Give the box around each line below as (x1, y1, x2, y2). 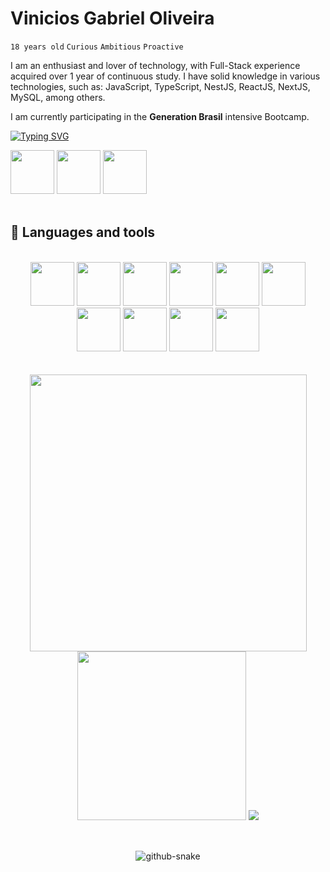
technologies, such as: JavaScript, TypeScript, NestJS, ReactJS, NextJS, (10, 80, 311, 92)
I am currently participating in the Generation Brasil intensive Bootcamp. (10, 110, 310, 122)
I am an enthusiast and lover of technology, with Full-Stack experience (10, 59, 301, 71)
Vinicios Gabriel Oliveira (10, 7, 215, 30)
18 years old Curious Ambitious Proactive (10, 42, 184, 52)
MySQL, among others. (10, 91, 106, 103)
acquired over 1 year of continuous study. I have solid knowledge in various (10, 70, 321, 82)
